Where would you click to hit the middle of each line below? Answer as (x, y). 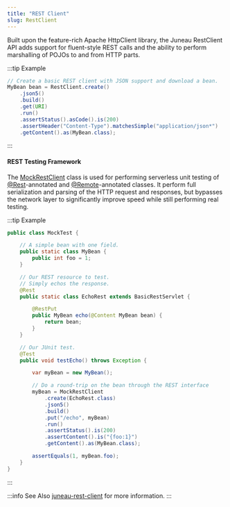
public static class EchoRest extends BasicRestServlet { (105, 297)
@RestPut (45, 309)
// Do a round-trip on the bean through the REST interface (121, 385)
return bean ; (63, 322)
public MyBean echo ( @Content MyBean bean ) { (97, 316)
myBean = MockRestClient (68, 392)
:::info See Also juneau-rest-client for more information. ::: (89, 496)
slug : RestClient (32, 20)
